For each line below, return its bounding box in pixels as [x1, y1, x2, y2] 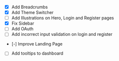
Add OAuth [11, 26, 34, 32]
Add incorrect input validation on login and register [11, 31, 113, 37]
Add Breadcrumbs [11, 4, 48, 10]
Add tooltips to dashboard [11, 50, 64, 56]
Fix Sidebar [11, 20, 34, 26]
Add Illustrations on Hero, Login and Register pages [11, 15, 114, 21]
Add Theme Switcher [11, 10, 54, 15]
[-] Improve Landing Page [11, 41, 63, 47]
